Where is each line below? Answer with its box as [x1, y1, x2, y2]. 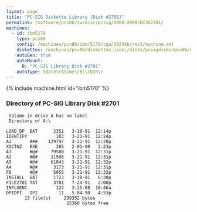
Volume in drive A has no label [8, 113, 88, 119]
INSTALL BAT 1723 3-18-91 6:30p [6, 174, 111, 180]
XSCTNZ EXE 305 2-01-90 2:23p [6, 143, 111, 150]
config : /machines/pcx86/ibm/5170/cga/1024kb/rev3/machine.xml [16, 42, 175, 48]
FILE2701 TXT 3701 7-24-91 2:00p [6, 180, 111, 186]
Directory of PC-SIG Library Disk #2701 [6, 99, 120, 107]
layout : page [6, 8, 38, 15]
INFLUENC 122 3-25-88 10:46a [6, 184, 111, 191]
